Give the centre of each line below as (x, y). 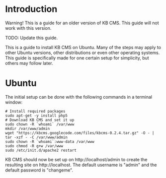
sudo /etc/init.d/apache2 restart (41, 150)
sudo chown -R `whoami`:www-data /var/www (50, 142)
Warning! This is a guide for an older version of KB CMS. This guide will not (82, 23)
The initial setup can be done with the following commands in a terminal (79, 97)
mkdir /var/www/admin (28, 128)
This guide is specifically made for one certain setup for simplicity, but (77, 58)
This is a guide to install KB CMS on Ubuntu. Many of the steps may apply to (83, 47)
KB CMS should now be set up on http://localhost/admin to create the (76, 159)
